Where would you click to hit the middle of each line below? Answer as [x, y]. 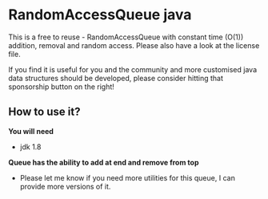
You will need [31, 131]
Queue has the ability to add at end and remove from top [104, 162]
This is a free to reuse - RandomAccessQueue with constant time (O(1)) [126, 37]
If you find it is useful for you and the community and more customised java [133, 69]
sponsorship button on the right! [61, 87]
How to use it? [44, 112]
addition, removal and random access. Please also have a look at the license [134, 45]
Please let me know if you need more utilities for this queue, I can [128, 177]
